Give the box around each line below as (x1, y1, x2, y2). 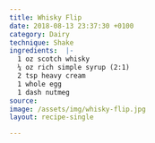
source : (9, 96, 39, 105)
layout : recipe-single (9, 113, 94, 122)
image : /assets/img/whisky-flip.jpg (9, 105, 146, 114)
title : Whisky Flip (9, 13, 82, 22)
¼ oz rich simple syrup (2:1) (17, 63, 130, 72)
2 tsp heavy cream (17, 71, 87, 80)
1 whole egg (17, 80, 63, 88)
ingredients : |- (9, 46, 74, 55)
